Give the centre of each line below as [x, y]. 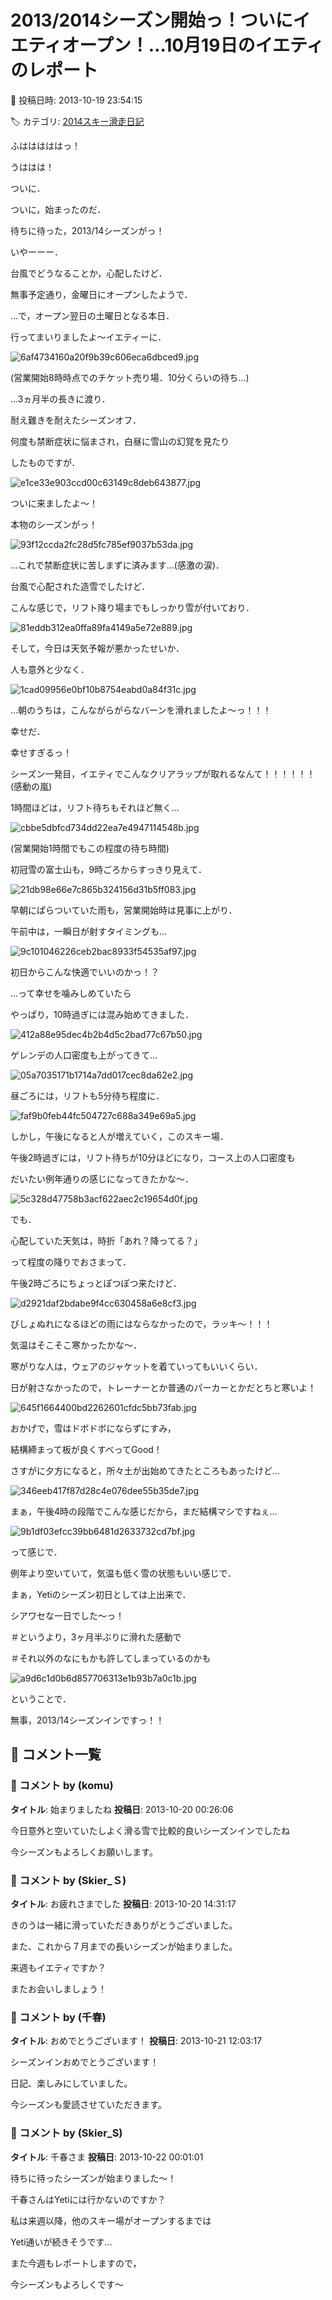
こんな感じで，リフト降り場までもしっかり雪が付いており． [132, 607]
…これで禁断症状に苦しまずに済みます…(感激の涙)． [117, 565]
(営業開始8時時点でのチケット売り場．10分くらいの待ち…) [130, 377]
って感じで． [36, 1552]
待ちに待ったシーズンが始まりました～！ [93, 2178]
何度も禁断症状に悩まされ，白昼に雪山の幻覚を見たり [120, 441]
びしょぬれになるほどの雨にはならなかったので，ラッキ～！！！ [141, 1323]
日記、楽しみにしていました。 [71, 2083]
